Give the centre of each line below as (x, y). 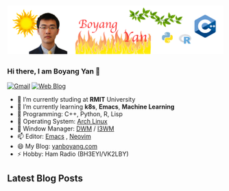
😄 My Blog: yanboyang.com (57, 146)
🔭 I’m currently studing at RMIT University (76, 100)
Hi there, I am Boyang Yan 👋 (54, 71)
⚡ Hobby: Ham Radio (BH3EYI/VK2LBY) (73, 154)
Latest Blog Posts (45, 178)
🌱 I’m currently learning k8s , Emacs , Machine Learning (96, 107)
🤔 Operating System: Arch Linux (62, 122)
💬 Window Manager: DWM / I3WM (65, 128)
